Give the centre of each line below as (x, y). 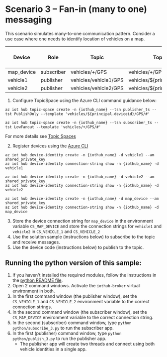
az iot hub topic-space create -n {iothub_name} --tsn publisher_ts (78, 110)
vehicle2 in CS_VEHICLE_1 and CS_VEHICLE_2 (56, 231)
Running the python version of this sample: (73, 263)
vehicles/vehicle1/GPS (97, 80)
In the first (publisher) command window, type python (67, 333)
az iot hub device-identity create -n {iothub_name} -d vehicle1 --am (80, 155)
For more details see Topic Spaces (41, 136)
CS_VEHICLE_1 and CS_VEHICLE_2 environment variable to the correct (81, 301)
